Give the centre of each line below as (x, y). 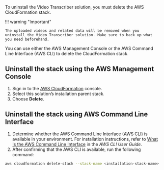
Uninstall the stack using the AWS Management (80, 69)
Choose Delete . (28, 99)
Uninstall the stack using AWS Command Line (77, 114)
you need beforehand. (27, 39)
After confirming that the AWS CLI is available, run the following (77, 149)
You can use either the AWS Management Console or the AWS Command (79, 48)
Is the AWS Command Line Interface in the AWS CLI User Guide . (77, 144)
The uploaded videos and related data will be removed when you (72, 31)
